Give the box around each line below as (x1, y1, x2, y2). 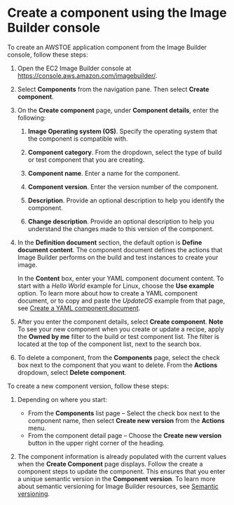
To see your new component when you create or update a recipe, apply (17, 324, 224, 333)
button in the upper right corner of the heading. (27, 438, 165, 447)
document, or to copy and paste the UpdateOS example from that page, (17, 296, 226, 305)
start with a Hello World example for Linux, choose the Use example (17, 282, 215, 290)
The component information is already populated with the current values (17, 452, 227, 460)
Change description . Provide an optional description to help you (27, 217, 215, 226)
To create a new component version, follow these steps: (7, 382, 170, 390)
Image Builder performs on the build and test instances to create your (17, 253, 219, 261)
